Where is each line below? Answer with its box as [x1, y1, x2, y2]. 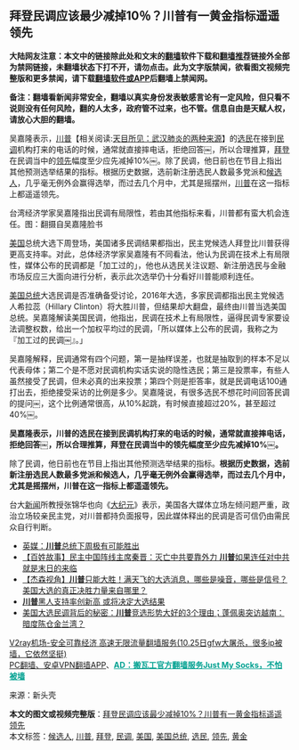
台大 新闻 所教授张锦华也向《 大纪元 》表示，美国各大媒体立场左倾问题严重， [9, 499, 282, 510]
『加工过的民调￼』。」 [9, 334, 87, 345]
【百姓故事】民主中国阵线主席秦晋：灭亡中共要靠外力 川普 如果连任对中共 [21, 551, 290, 562]
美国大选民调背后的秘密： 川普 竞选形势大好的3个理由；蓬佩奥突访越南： [21, 607, 285, 617]
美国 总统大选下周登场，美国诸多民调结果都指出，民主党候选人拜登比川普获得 [9, 237, 290, 248]
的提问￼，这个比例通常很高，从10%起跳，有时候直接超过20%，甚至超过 [9, 397, 277, 408]
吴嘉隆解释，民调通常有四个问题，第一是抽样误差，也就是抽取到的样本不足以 [9, 353, 290, 363]
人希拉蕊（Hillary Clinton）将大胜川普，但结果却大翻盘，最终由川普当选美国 [9, 301, 287, 312]
